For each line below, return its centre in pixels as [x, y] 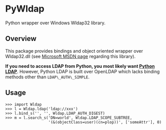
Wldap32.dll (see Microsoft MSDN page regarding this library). [70, 56]
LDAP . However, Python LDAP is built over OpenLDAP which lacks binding [82, 71]
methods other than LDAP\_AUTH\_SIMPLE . [48, 77]
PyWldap [25, 9]
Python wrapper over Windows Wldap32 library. [55, 23]
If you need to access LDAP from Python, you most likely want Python [80, 66]
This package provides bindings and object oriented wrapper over [74, 51]
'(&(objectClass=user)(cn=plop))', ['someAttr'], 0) [105, 122]
